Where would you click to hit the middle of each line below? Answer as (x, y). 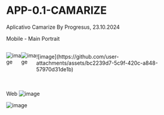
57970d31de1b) (55, 69)
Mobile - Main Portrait (33, 38)
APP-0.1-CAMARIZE (57, 10)
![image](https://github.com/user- (78, 56)
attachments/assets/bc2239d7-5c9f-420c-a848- (97, 63)
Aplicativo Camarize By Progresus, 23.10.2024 (63, 27)
